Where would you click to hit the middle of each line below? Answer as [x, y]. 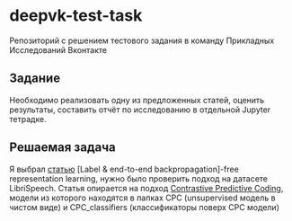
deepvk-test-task [76, 16]
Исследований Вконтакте [58, 49]
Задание [35, 79]
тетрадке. [28, 119]
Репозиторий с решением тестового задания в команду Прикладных [142, 40]
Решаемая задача [63, 148]
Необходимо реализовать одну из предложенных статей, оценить [137, 100]
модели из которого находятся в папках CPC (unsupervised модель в [142, 198]
